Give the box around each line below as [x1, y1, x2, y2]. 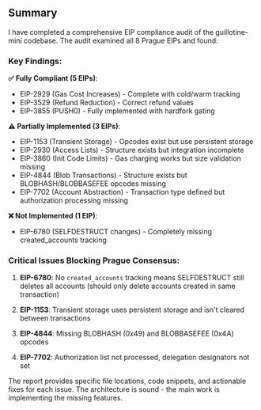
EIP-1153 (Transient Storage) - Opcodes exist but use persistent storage [19, 137, 254, 146]
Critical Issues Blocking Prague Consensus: [8, 255, 180, 266]
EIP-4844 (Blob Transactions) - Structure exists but [19, 170, 187, 180]
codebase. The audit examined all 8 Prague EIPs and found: [23, 36, 219, 45]
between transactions [19, 313, 91, 323]
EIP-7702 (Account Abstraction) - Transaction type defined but [19, 188, 225, 197]
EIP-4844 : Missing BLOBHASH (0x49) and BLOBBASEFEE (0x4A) [19, 328, 235, 339]
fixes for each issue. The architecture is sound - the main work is [8, 385, 220, 394]
